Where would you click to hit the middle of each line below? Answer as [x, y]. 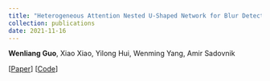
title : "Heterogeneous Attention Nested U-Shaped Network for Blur [124, 16]
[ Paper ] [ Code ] [33, 69]
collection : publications [51, 23]
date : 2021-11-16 [37, 30]
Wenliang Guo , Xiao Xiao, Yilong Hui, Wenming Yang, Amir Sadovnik [122, 54]
